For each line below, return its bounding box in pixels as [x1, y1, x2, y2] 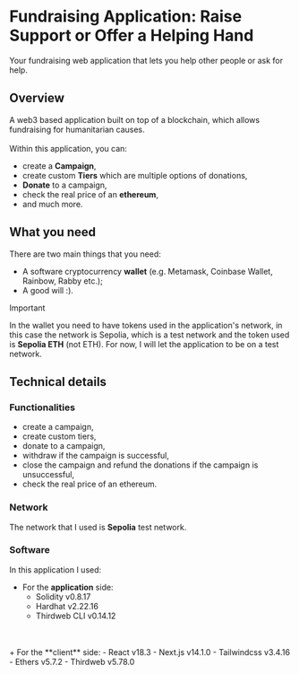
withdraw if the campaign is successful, [21, 451, 170, 461]
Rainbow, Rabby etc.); [21, 276, 103, 286]
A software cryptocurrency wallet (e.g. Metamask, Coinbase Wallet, [21, 266, 273, 276]
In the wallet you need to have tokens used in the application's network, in [9, 319, 283, 330]
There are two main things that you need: [9, 249, 161, 259]
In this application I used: [9, 564, 102, 575]
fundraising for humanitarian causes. [9, 124, 145, 135]
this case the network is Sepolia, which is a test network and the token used [9, 329, 290, 340]
